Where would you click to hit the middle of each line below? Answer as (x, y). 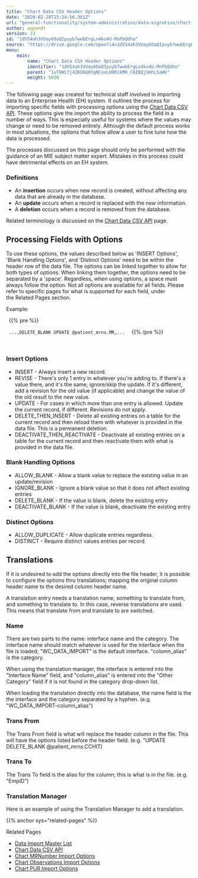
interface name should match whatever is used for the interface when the (95, 645)
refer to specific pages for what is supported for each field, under (86, 291)
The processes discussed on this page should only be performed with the (96, 150)
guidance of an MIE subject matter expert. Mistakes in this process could (95, 156)
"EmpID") (18, 780)
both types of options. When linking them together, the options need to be (96, 273)
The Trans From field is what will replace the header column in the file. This (97, 734)
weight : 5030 (43, 77)
